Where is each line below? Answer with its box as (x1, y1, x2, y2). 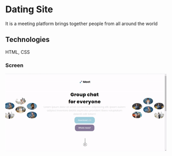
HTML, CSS (5, 49, 30, 55)
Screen (5, 61, 24, 69)
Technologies (5, 35, 50, 44)
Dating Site (5, 4, 53, 15)
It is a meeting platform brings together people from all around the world (5, 20, 158, 27)
